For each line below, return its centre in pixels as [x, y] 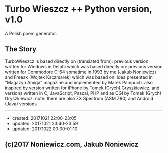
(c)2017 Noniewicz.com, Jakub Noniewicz [72, 144]
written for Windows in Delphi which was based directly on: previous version [84, 66]
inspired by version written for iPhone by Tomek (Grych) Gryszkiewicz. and [82, 88]
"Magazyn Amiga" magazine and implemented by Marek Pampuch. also [79, 82]
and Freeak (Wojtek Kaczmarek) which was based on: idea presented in [79, 77]
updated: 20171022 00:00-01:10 [45, 129]
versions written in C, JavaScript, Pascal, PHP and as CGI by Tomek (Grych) [83, 93]
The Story [21, 49]
